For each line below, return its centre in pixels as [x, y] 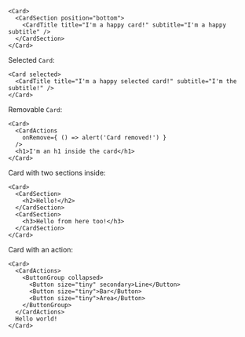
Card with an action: [40, 250]
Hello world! [37, 319]
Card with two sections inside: [57, 173]
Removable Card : [35, 109]
